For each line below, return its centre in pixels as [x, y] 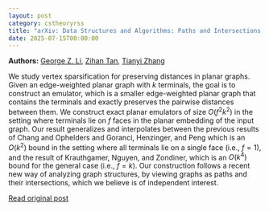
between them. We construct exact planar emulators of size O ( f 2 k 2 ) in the [131, 111]
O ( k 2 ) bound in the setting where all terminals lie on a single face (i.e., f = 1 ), [135, 147]
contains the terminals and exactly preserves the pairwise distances [121, 102]
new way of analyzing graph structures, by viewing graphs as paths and [128, 174]
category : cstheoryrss [46, 23]
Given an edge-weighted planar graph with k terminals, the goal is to [122, 85]
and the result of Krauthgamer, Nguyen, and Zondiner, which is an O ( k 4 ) [128, 156]
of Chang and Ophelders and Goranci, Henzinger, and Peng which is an [127, 137]
